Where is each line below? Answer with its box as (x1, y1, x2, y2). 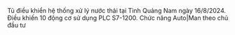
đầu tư (7, 21, 26, 29)
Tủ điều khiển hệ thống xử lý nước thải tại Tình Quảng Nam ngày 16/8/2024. (7, 7, 227, 14)
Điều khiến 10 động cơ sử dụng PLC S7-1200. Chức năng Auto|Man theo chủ (7, 14, 229, 22)
